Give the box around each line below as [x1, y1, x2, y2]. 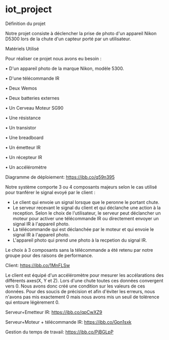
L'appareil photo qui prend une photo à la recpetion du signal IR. [12, 237, 147, 243]
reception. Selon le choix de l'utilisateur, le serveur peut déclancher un [12, 210, 161, 216]
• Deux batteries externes [5, 95, 60, 101]
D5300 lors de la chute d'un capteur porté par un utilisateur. [5, 36, 131, 42]
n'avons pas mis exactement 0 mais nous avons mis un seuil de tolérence [5, 294, 159, 300]
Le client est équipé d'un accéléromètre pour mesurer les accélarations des [5, 272, 164, 278]
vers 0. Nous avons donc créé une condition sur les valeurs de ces [5, 283, 145, 289]
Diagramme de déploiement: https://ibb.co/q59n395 [5, 174, 115, 180]
